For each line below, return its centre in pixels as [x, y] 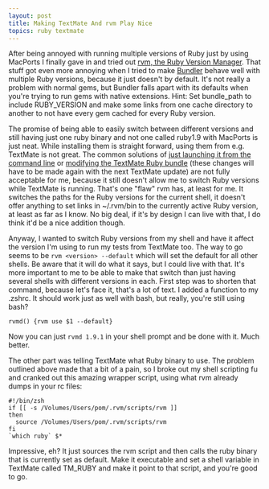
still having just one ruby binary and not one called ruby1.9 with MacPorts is [133, 138]
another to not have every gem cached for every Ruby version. [112, 113]
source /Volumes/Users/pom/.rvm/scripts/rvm [91, 422]
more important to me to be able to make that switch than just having [122, 273]
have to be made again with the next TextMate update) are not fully [119, 172]
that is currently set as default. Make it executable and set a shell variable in [134, 460]
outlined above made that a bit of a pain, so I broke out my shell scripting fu [133, 369]
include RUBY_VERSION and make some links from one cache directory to [130, 105]
